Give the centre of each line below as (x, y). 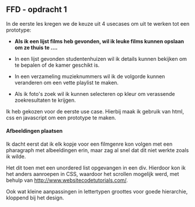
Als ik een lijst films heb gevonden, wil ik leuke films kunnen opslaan (99, 41)
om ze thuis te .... (36, 47)
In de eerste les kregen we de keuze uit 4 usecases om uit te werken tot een (98, 23)
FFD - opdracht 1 (36, 10)
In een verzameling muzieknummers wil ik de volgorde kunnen (90, 76)
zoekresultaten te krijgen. (45, 100)
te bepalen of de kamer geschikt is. (57, 65)
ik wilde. (16, 157)
